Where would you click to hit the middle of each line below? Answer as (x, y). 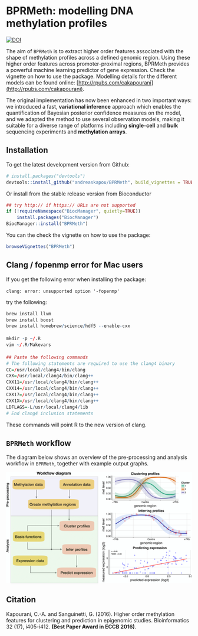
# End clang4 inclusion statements (50, 413)
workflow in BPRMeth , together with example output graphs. (77, 464)
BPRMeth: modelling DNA (70, 11)
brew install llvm (29, 314)
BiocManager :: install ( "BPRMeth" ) (47, 224)
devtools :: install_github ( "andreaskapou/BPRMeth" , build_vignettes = (93, 182)
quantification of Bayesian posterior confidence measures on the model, (94, 113)
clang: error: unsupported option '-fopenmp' (63, 291)
